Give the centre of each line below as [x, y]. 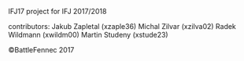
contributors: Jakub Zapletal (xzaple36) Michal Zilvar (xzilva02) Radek [122, 26]
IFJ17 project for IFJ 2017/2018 [57, 11]
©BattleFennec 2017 [41, 50]
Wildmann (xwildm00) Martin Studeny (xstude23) [88, 35]
